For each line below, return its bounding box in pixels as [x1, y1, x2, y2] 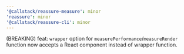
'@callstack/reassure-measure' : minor [6, 8, 101, 15]
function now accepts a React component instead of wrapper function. [6, 41, 178, 48]
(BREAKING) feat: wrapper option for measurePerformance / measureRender [6, 35, 178, 42]
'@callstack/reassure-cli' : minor [6, 19, 91, 25]
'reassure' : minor [6, 14, 51, 20]
